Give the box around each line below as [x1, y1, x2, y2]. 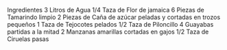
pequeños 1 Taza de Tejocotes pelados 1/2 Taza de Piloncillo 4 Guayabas [7, 21, 214, 28]
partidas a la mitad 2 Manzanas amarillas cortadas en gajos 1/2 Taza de [7, 27, 209, 36]
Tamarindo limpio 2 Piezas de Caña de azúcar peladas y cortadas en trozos [7, 13, 221, 21]
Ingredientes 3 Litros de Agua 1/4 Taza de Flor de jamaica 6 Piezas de [7, 6, 204, 14]
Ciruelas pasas [7, 35, 49, 43]
